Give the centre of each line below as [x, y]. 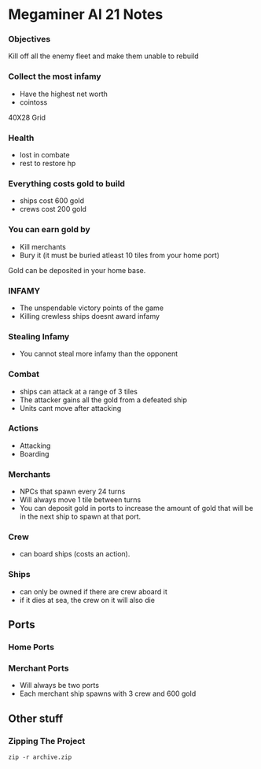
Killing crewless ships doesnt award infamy [89, 316]
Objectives [29, 39]
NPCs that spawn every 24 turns [72, 492]
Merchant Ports [39, 668]
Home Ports [31, 647]
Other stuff [36, 718]
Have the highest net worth [64, 94]
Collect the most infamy [55, 76]
